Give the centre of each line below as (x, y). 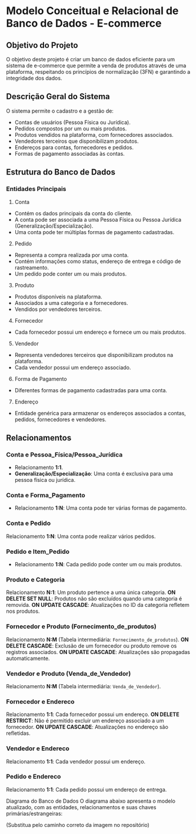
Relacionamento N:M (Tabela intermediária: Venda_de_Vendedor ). (84, 686)
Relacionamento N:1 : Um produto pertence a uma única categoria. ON (91, 592)
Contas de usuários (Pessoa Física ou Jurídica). (72, 122)
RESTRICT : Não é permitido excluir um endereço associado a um (85, 721)
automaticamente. (28, 658)
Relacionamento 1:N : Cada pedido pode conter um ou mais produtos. (98, 564)
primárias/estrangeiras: (34, 813)
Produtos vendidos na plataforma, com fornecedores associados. (94, 134)
